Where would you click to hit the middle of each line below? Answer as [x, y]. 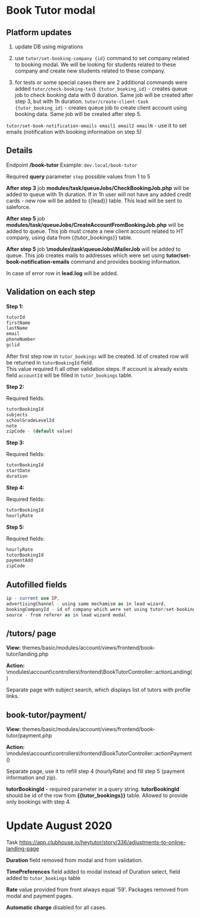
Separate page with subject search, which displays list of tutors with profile [99, 690]
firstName [18, 323]
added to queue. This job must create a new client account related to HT [95, 231]
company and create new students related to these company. [90, 71]
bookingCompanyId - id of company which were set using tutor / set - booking [101, 609]
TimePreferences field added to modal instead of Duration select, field [93, 872]
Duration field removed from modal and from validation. [75, 860]
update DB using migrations [49, 46]
